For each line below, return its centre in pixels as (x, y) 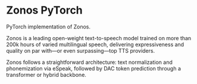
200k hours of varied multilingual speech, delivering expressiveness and (95, 44)
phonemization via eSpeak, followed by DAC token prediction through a (94, 68)
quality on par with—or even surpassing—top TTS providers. (81, 50)
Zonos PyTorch (45, 10)
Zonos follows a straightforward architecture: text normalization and (89, 62)
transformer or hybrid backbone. (46, 75)
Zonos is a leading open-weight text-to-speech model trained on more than (99, 38)
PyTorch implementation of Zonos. (49, 27)
